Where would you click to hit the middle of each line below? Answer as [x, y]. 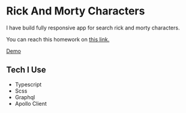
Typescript [28, 84]
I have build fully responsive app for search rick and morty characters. [93, 28]
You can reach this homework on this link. [58, 39]
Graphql [25, 97]
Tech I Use [26, 70]
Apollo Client [31, 103]
